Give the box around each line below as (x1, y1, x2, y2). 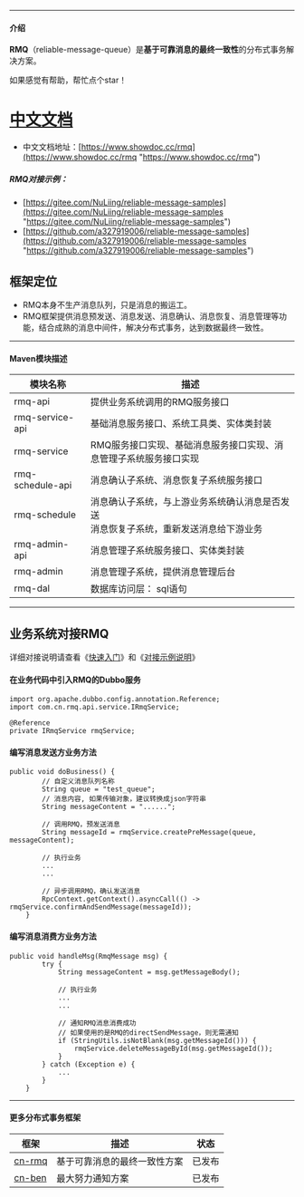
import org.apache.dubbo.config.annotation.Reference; (9, 695, 221, 704)
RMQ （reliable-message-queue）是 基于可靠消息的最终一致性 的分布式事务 (9, 44, 287, 55)
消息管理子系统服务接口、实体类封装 (90, 545, 245, 557)
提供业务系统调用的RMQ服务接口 (90, 396, 230, 409)
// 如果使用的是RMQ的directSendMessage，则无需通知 (57, 1028, 240, 1038)
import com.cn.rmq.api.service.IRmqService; (9, 703, 180, 712)
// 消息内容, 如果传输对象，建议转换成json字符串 (42, 795, 206, 804)
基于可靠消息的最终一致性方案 (56, 1154, 184, 1167)
